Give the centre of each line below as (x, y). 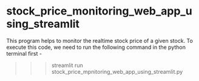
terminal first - (24, 53)
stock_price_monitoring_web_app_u (99, 11)
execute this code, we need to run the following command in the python (96, 47)
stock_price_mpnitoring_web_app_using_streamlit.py (117, 71)
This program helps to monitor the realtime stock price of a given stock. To (99, 40)
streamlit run (67, 65)
